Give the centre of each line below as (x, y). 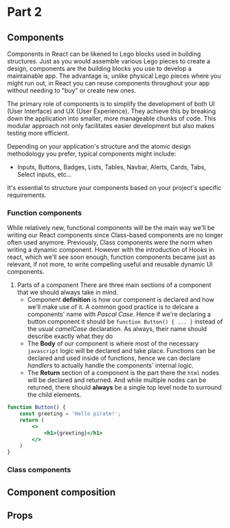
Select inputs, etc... (44, 174)
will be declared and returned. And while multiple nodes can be (117, 380)
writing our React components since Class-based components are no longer (115, 235)
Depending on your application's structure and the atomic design (99, 146)
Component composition (61, 492)
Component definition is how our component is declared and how (121, 299)
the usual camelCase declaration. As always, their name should (117, 329)
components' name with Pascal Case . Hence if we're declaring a (119, 315)
